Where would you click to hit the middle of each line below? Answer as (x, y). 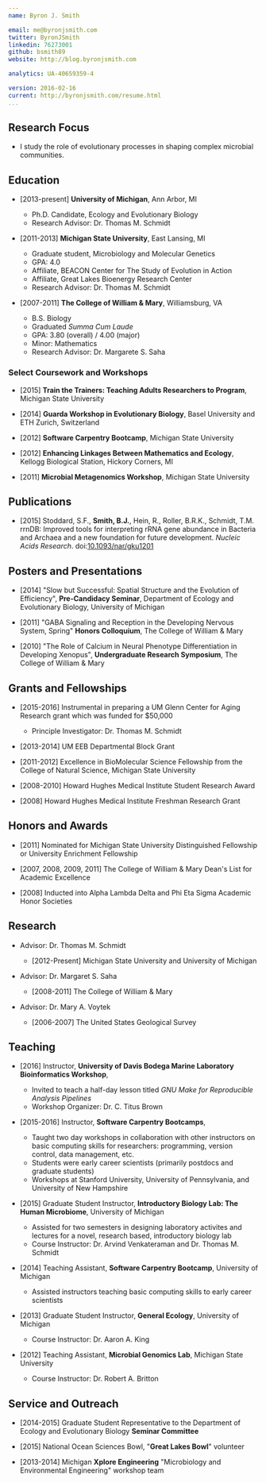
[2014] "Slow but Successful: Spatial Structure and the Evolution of (129, 590)
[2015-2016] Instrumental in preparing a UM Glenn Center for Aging (130, 707)
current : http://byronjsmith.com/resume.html (85, 95)
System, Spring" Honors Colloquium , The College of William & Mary (131, 631)
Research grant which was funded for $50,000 (96, 715)
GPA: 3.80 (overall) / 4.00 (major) (86, 335)
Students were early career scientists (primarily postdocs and (132, 1163)
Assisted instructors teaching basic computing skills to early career (142, 1292)
